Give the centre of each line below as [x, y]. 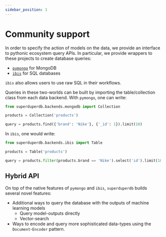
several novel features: [28, 193]
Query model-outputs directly [50, 213]
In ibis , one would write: [30, 134]
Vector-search [34, 218]
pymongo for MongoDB [34, 68]
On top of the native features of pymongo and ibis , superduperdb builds [76, 188]
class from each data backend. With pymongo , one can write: [66, 97]
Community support [47, 34]
